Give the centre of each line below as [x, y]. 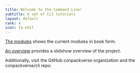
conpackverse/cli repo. [28, 66]
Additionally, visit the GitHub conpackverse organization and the [70, 60]
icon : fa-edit [20, 28]
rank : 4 [13, 23]
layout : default [22, 18]
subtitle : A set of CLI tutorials [41, 14]
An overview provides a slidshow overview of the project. [63, 51]
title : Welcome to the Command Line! [44, 9]
